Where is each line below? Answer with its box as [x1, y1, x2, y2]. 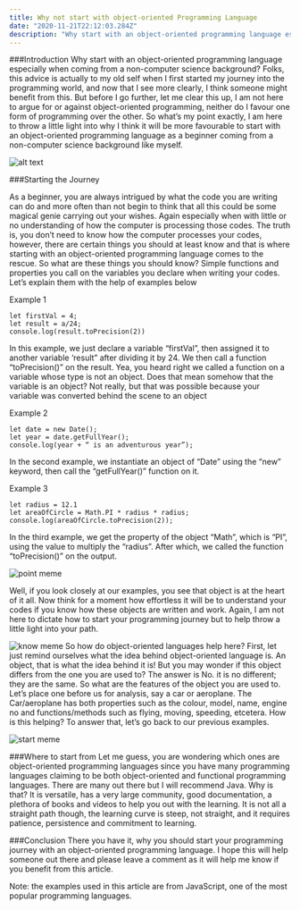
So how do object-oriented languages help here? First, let [65, 641, 277, 652]
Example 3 [9, 484, 48, 494]
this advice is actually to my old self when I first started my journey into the [9, 73, 286, 84]
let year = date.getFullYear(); [9, 433, 129, 442]
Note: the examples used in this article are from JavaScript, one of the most [9, 881, 287, 892]
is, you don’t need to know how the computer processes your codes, [9, 230, 262, 240]
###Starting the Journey [9, 174, 100, 185]
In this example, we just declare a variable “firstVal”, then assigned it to [9, 343, 270, 354]
